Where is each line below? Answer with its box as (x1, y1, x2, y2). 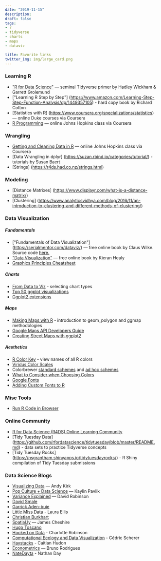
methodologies (12, 323, 42, 329)
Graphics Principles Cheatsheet (12, 260, 76, 266)
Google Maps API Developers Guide (12, 328, 84, 334)
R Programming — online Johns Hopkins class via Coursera (12, 120, 132, 126)
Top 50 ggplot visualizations (12, 289, 69, 295)
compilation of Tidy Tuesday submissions (12, 460, 96, 465)
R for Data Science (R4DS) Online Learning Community (12, 428, 123, 434)
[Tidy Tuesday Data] (12, 434, 54, 440)
